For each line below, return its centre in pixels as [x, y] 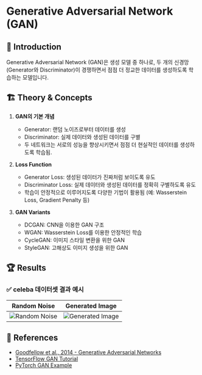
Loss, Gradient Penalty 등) [57, 200]
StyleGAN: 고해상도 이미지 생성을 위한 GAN [76, 247]
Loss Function [33, 164]
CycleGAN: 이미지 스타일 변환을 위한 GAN [75, 240]
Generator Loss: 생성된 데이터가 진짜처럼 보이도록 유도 [90, 177]
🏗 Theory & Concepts [49, 98]
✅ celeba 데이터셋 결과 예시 [45, 289]
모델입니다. [36, 77]
